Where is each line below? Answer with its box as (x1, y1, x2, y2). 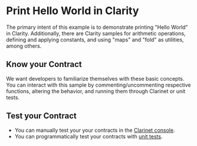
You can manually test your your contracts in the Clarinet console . (14, 127, 175, 134)
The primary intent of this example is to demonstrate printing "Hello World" (6, 24, 188, 31)
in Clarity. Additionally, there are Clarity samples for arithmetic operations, (6, 29, 186, 36)
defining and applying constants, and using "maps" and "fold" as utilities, (6, 36, 184, 43)
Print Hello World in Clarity (6, 4, 139, 18)
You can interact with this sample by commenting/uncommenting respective (6, 81, 192, 88)
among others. (6, 42, 42, 49)
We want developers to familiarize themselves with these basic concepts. (6, 75, 185, 82)
